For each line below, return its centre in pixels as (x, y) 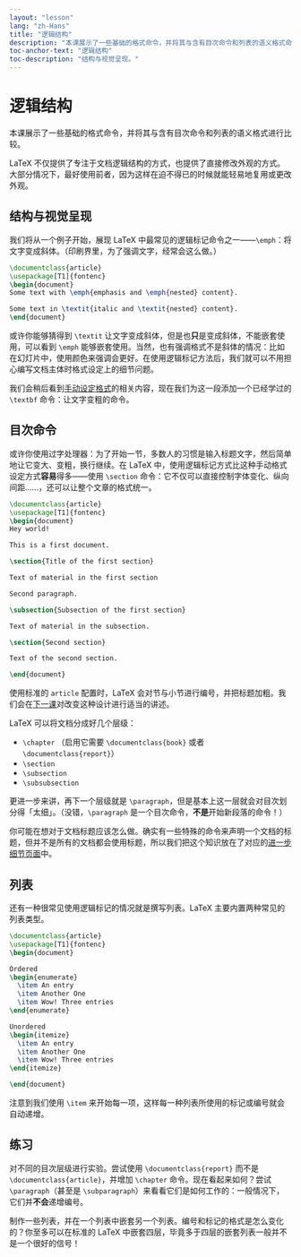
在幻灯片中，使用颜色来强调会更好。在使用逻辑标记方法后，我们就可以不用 (146, 358)
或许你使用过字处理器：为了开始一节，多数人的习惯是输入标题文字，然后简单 (150, 453)
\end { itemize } (36, 1068)
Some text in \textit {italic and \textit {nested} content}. (124, 309)
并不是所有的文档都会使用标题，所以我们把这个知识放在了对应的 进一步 (162, 842)
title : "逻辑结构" (41, 34)
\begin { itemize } (39, 1035)
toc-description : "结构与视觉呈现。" (74, 59)
